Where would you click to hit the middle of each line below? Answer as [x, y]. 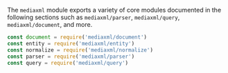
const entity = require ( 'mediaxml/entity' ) [71, 43]
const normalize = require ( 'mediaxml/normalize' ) [80, 50]
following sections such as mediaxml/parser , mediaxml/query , [94, 17]
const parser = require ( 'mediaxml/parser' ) [71, 56]
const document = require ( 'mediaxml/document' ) [77, 37]
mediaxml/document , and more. [50, 24]
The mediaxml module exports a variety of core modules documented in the [114, 10]
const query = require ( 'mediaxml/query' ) [68, 63]
